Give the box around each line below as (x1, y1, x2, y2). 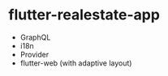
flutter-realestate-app (8, 6, 161, 24)
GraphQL (19, 32, 51, 42)
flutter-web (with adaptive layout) (19, 58, 132, 68)
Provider (19, 49, 50, 59)
